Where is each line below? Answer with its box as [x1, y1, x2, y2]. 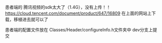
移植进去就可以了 [13, 17, 48, 22]
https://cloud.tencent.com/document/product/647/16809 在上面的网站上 [5, 10, 152, 16]
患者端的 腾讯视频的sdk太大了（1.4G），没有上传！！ [5, 4, 111, 10]
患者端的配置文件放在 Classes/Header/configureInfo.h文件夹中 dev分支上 [5, 27, 153, 33]
